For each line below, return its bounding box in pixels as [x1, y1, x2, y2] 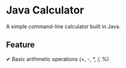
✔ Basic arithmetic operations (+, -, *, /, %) [6, 55, 110, 62]
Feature [6, 40, 35, 50]
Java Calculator [6, 4, 84, 17]
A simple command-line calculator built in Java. [6, 23, 121, 30]
